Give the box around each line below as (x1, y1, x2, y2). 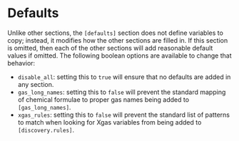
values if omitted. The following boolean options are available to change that (7, 51, 232, 60)
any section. (17, 80, 54, 88)
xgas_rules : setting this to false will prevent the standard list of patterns (17, 110, 230, 119)
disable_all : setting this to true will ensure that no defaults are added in (17, 73, 231, 81)
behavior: (7, 58, 36, 67)
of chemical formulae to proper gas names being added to (17, 95, 190, 104)
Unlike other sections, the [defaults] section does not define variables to (7, 28, 223, 37)
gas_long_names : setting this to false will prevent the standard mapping (17, 88, 226, 96)
